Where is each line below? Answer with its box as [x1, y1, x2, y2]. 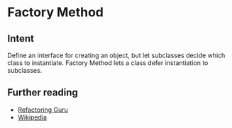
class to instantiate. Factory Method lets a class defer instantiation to [7, 59, 209, 67]
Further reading [7, 86, 78, 99]
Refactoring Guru [17, 105, 69, 114]
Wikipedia [17, 112, 48, 121]
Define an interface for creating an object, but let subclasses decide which [7, 51, 226, 59]
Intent [7, 33, 34, 45]
